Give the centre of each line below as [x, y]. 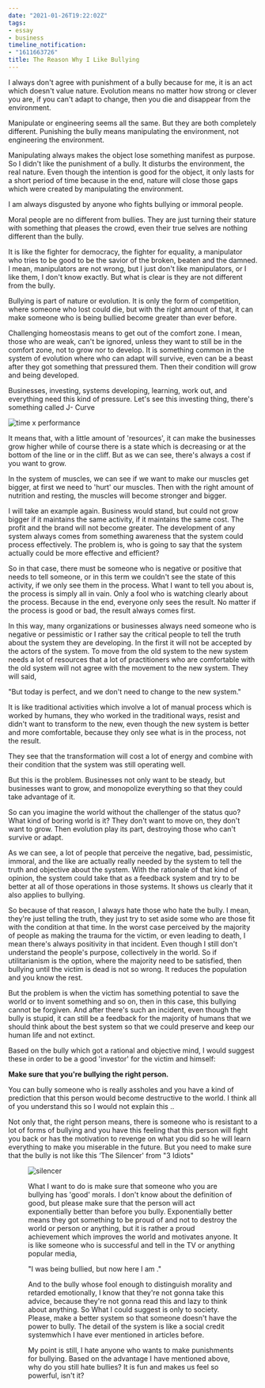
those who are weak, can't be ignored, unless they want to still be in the [125, 341]
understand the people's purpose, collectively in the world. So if [113, 952]
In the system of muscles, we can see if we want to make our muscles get [129, 478]
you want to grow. [38, 463]
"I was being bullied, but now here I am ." [95, 1268]
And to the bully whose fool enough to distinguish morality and [130, 1284]
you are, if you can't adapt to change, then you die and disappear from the [129, 99]
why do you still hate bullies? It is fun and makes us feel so [123, 1367]
